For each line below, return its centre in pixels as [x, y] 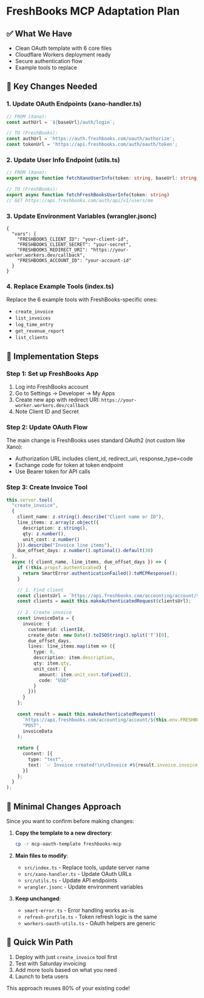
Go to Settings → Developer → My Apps [65, 394]
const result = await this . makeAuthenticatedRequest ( [87, 714]
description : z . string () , [55, 528]
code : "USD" [54, 680]
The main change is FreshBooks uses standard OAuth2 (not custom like [96, 440]
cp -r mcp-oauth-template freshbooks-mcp [68, 844]
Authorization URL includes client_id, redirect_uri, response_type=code [104, 459]
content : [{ [37, 754]
